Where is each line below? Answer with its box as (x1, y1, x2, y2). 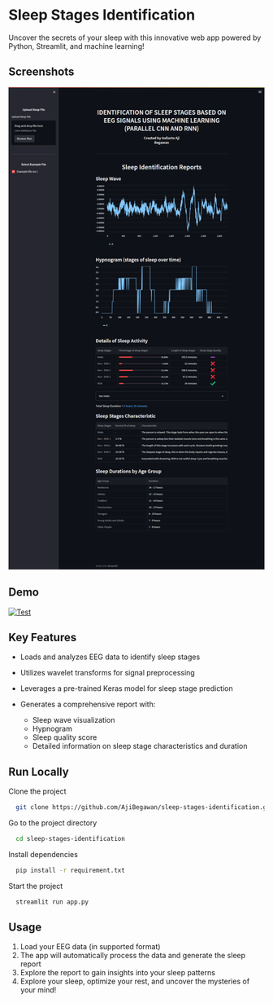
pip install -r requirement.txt (15, 866, 126, 874)
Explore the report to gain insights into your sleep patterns (19, 968, 215, 978)
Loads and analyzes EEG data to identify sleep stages (19, 652, 201, 662)
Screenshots (8, 65, 75, 79)
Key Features (8, 630, 77, 644)
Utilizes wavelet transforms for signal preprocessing (19, 668, 195, 678)
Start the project (8, 881, 63, 891)
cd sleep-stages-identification (15, 835, 126, 843)
